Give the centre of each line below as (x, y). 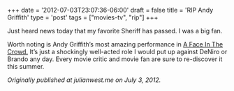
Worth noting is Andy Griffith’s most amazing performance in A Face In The (115, 44)
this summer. (26, 66)
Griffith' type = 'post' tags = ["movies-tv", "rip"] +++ (83, 17)
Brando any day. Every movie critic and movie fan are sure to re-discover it (115, 59)
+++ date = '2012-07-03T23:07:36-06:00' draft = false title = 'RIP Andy (110, 10)
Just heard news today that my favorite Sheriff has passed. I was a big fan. (115, 31)
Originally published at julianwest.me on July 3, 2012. (84, 80)
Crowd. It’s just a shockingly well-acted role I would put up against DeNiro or (117, 52)
